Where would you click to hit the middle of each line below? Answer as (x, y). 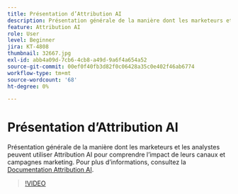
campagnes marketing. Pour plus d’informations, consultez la (97, 162)
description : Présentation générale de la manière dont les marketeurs (115, 21)
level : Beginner (31, 40)
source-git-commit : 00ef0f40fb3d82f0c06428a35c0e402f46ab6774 (101, 67)
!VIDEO (35, 183)
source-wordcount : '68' (42, 80)
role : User (23, 34)
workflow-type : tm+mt (39, 73)
